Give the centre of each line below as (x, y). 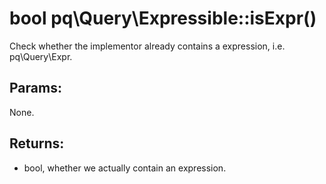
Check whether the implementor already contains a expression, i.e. (147, 46)
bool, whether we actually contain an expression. (125, 168)
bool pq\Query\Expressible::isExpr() (163, 18)
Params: (35, 88)
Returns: (37, 143)
